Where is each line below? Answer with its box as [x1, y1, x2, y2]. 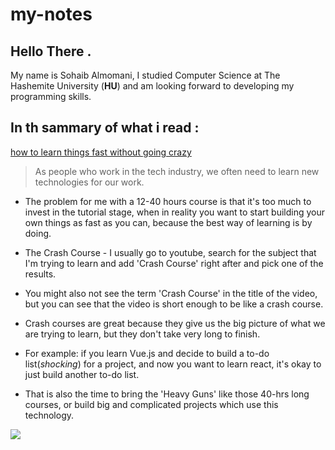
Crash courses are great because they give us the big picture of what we [24, 317, 326, 329]
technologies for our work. [34, 176, 145, 188]
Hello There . [10, 43, 92, 60]
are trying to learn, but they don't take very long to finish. [24, 328, 261, 340]
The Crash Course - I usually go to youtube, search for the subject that [24, 246, 317, 258]
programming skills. [10, 91, 92, 102]
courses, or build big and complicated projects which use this [24, 398, 279, 410]
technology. [24, 409, 75, 421]
